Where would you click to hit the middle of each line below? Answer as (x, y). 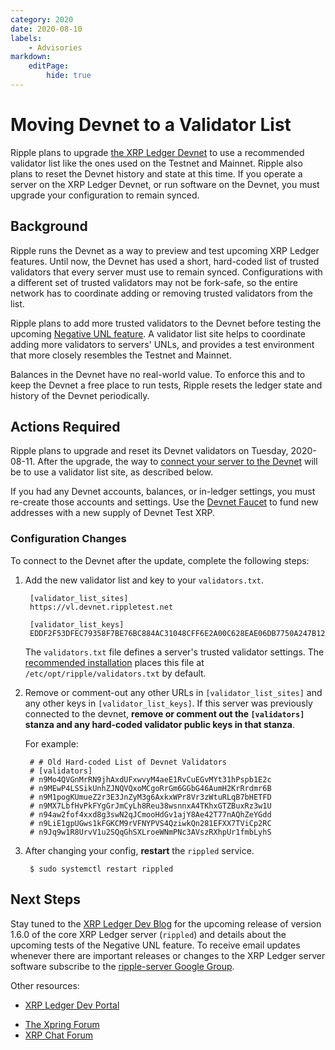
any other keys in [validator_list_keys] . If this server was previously (168, 703)
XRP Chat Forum (59, 1035)
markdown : (31, 57)
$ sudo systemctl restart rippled (101, 869)
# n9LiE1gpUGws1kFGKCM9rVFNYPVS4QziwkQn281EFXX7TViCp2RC (150, 823)
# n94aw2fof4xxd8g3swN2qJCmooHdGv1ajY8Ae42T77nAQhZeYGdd (150, 814)
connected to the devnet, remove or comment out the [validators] (164, 713)
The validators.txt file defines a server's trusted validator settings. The (174, 652)
